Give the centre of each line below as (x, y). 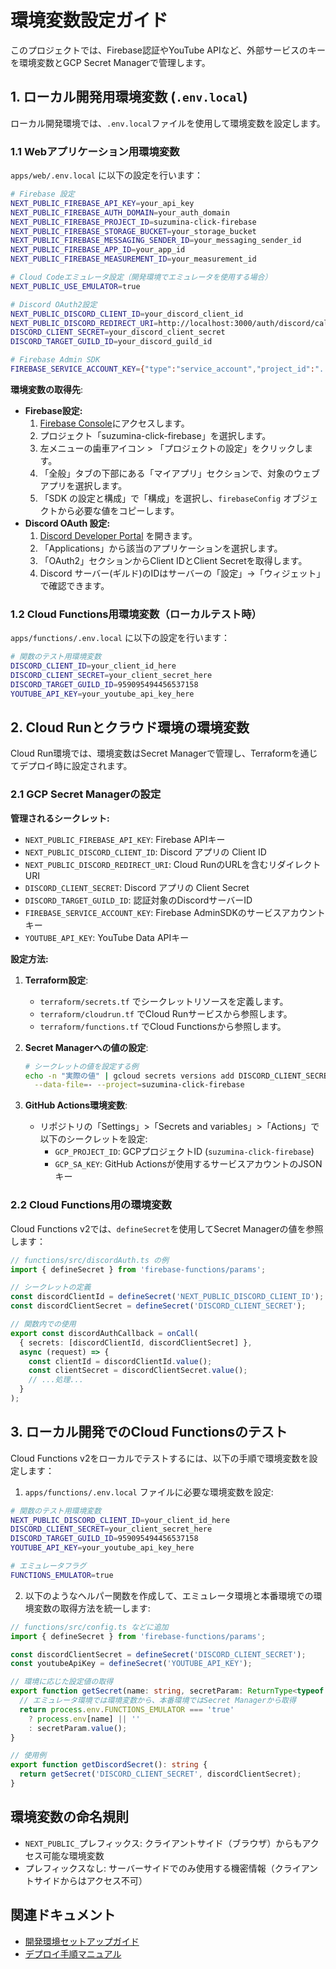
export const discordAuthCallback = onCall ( (104, 1333)
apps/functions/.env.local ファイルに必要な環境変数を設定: (149, 1492)
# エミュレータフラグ (48, 1566)
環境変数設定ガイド (89, 20)
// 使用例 (28, 1756)
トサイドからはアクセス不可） (86, 1880)
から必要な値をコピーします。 (118, 510)
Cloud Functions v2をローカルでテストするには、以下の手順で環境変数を (160, 1458)
